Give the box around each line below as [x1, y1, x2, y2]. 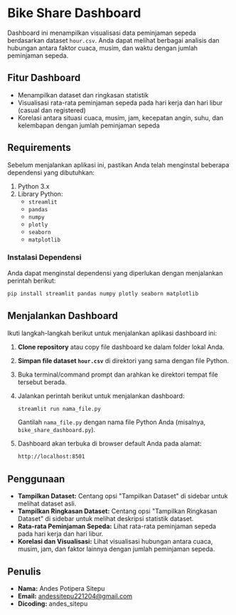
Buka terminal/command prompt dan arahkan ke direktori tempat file [17, 370, 218, 379]
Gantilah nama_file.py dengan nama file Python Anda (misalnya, [17, 418, 206, 426]
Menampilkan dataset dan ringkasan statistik [17, 90, 149, 99]
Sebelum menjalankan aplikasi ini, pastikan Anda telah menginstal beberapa [7, 160, 230, 169]
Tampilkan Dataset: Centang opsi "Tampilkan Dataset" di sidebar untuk [17, 492, 228, 500]
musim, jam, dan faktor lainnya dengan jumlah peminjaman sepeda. [17, 545, 215, 553]
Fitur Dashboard [7, 72, 81, 84]
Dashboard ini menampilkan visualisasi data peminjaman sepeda [7, 28, 197, 37]
